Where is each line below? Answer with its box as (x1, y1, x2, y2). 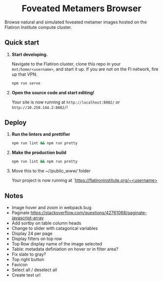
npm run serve (11, 81, 41, 86)
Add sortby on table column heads (11, 220, 81, 226)
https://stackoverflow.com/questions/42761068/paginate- (30, 210, 147, 216)
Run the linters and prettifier (11, 131, 70, 137)
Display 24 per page (11, 231, 53, 236)
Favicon (11, 262, 28, 267)
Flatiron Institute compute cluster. (4, 24, 72, 30)
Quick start (4, 39, 40, 47)
